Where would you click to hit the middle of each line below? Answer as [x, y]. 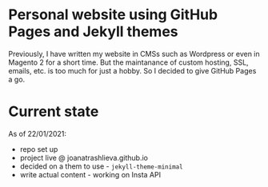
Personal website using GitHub [113, 15]
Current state [54, 111]
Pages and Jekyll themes [93, 32]
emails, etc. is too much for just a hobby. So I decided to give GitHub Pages [132, 70]
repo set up [39, 149]
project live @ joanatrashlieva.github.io [84, 157]
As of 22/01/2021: [37, 133]
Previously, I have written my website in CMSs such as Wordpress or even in [134, 54]
